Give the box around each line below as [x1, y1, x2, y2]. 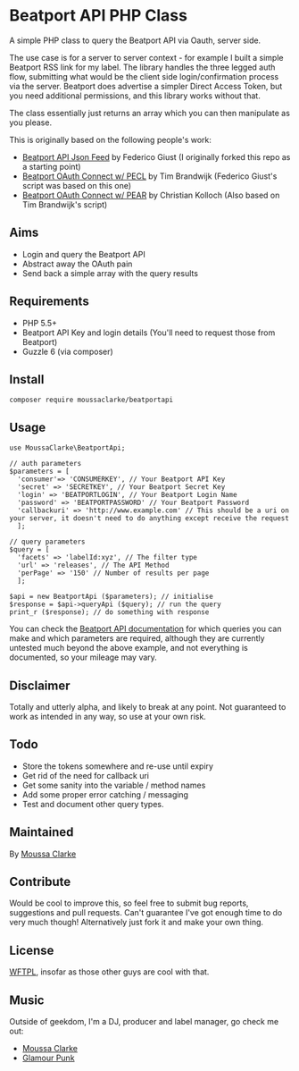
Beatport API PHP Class [9, 5, 187, 26]
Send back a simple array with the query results [21, 267, 199, 278]
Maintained [9, 824, 74, 840]
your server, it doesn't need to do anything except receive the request [9, 514, 290, 523]
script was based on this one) [21, 180, 132, 190]
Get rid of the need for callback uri [21, 770, 150, 780]
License [9, 942, 54, 957]
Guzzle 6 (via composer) [21, 346, 113, 357]
